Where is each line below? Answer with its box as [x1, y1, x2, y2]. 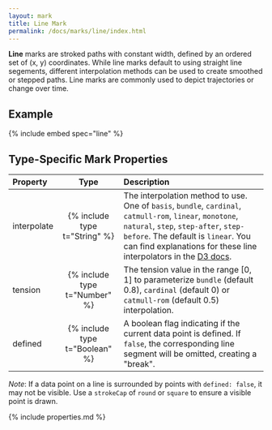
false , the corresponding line [123, 338, 235, 349]
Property [12, 176, 48, 187]
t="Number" [65, 290, 112, 300]
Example [8, 107, 53, 121]
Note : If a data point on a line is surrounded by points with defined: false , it [8, 379, 263, 389]
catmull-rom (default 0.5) [123, 295, 220, 305]
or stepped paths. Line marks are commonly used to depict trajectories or [8, 75, 254, 85]
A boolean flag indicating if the [123, 318, 240, 329]
